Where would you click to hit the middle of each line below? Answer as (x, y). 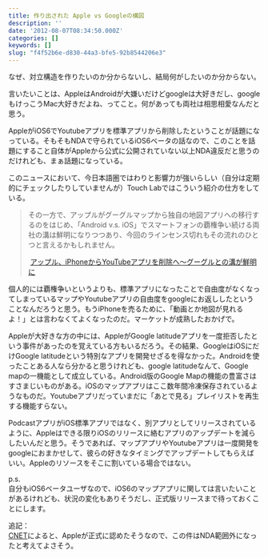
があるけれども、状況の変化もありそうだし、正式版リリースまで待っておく (130, 498)
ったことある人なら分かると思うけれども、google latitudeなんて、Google (128, 366)
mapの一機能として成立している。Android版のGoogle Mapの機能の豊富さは (133, 376)
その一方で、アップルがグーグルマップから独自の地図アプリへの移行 (140, 215)
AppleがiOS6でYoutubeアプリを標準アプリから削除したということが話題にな (134, 130)
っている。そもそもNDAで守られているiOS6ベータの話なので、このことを (128, 141)
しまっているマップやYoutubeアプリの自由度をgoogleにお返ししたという (134, 299)
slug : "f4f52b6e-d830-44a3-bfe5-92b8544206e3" (87, 53)
